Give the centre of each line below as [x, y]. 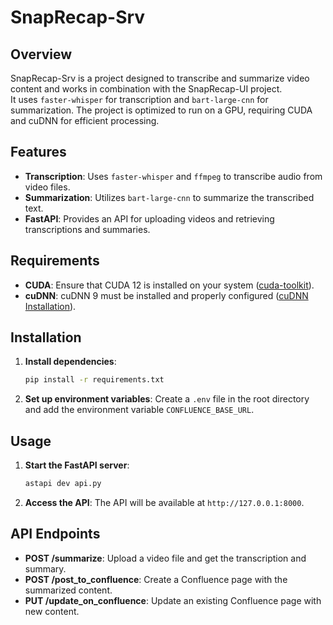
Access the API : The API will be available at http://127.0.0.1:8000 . [164, 502]
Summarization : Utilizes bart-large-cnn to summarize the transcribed [169, 197]
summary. [45, 568]
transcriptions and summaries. [87, 229]
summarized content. [68, 590]
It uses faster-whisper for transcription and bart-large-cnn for [139, 99]
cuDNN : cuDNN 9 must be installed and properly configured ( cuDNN [166, 295]
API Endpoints [55, 534]
